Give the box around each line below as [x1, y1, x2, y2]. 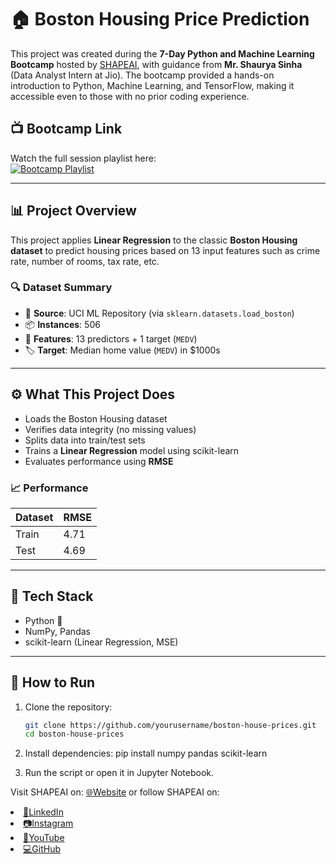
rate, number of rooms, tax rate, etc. [10, 255, 160, 267]
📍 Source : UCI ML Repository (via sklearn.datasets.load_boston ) [24, 307, 295, 319]
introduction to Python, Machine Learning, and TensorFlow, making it [10, 79, 295, 91]
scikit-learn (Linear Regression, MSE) [24, 636, 179, 648]
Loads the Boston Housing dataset [24, 412, 168, 425]
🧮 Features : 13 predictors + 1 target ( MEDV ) [24, 332, 198, 345]
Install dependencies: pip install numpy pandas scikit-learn [24, 747, 268, 760]
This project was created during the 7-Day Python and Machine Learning [10, 47, 315, 60]
